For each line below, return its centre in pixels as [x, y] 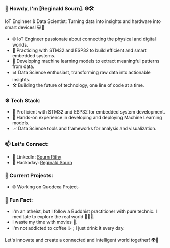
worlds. [20, 45]
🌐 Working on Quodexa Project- [46, 187]
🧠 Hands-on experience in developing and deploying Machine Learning [87, 117]
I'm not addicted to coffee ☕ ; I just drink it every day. [68, 228]
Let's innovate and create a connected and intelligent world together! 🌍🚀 [82, 240]
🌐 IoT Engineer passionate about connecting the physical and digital [84, 39]
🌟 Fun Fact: [19, 200]
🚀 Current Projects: [29, 175]
